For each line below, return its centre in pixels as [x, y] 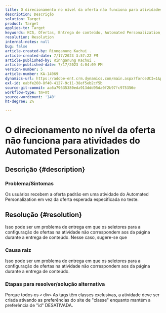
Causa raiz [18, 250]
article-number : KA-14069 [32, 74]
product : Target [22, 23]
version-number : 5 [24, 70]
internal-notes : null [27, 42]
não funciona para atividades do [73, 141]
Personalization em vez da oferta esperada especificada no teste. [72, 199]
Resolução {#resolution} [44, 215]
